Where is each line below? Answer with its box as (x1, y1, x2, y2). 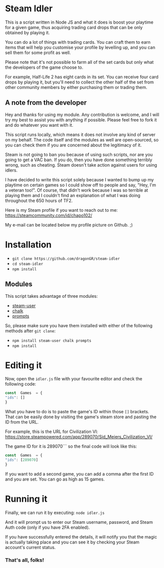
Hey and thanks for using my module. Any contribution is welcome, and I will (5, 112, 160, 117)
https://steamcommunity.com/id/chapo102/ (5, 212, 93, 218)
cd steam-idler (12, 261, 44, 266)
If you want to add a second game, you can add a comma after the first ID (5, 471, 154, 477)
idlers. (5, 167, 18, 173)
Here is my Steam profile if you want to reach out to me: (5, 207, 118, 213)
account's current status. (5, 544, 56, 550)
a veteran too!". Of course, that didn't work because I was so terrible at (5, 187, 148, 193)
